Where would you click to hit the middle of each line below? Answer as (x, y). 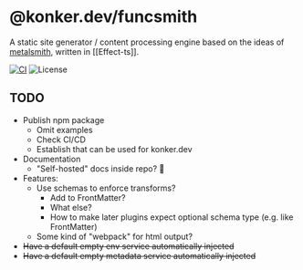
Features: (41, 178)
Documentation (52, 159)
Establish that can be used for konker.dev (115, 149)
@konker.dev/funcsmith (104, 17)
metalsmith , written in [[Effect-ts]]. (74, 51)
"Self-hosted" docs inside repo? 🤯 (100, 168)
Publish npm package (63, 119)
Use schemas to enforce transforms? (106, 188)
